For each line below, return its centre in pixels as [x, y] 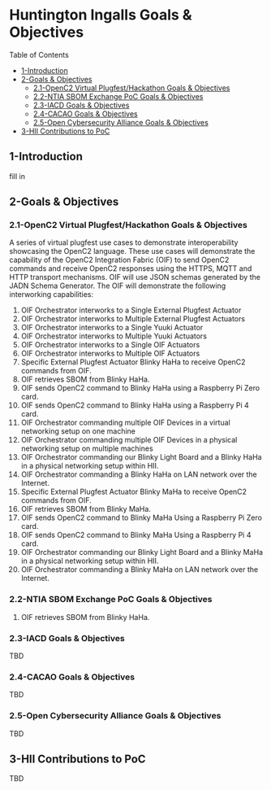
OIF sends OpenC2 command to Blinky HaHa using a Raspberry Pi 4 [135, 405]
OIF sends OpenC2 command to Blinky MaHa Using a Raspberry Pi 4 [136, 535]
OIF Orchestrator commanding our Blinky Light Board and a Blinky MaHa [142, 552]
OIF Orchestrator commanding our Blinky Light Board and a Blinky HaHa [141, 457]
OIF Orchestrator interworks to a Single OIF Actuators [110, 345]
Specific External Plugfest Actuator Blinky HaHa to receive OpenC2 [133, 362]
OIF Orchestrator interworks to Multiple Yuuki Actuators [114, 336]
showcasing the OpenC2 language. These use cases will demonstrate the [132, 251]
